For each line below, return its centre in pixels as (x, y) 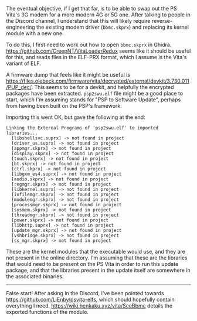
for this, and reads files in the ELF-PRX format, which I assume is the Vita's (96, 57)
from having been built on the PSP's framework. (64, 106)
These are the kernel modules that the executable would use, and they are (96, 252)
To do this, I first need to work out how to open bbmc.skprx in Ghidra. (89, 45)
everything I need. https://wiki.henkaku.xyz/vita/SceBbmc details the (89, 306)
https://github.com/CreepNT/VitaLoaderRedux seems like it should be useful (98, 51)
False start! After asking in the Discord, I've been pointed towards (85, 293)
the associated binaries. (35, 276)
